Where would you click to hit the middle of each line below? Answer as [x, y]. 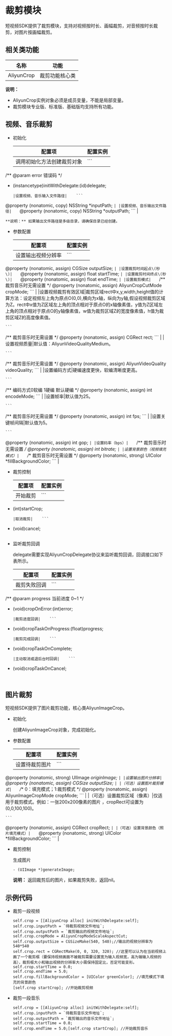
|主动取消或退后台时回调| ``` [44, 659]
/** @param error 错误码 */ [34, 175]
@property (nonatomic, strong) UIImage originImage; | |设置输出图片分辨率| [84, 778]
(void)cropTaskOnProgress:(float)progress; [58, 628]
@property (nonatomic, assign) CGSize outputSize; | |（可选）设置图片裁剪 [82, 783]
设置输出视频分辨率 [38, 255]
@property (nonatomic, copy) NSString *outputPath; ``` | [79, 210]
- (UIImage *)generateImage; [44, 870]
